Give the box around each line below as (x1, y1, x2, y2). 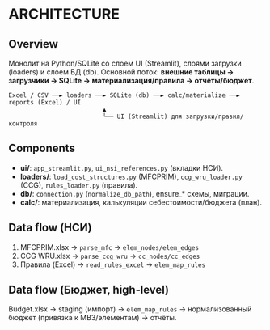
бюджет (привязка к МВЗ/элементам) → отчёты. (8, 313, 177, 323)
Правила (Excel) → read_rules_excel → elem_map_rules (19, 260, 206, 269)
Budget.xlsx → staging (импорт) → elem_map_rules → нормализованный (8, 304, 252, 314)
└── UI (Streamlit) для (102, 112, 183, 121)
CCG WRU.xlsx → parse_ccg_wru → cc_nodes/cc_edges (19, 251, 200, 260)
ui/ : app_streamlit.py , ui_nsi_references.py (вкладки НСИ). (19, 163, 224, 172)
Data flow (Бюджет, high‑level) (8, 283, 170, 297)
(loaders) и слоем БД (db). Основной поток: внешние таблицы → (8, 67, 234, 77)
